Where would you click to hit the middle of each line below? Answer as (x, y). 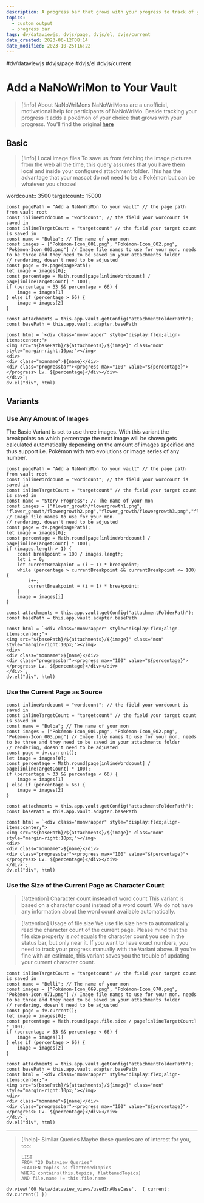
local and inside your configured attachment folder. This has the (101, 171)
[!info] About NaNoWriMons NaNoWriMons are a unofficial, (95, 105)
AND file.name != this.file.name (63, 1178)
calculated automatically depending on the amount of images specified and (100, 445)
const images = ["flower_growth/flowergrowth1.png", (74, 506)
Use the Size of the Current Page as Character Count (86, 885)
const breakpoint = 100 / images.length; (70, 554)
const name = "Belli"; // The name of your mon (68, 984)
